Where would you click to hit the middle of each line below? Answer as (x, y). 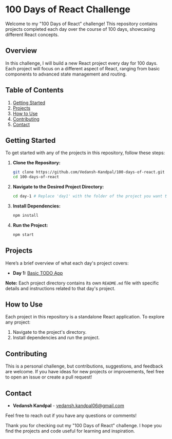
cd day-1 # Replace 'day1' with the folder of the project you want (88, 196)
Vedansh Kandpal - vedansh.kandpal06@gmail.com (68, 406)
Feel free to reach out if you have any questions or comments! (71, 415)
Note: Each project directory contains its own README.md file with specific (82, 283)
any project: (18, 322)
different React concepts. (32, 34)
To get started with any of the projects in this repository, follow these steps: (85, 153)
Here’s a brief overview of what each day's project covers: (67, 263)
